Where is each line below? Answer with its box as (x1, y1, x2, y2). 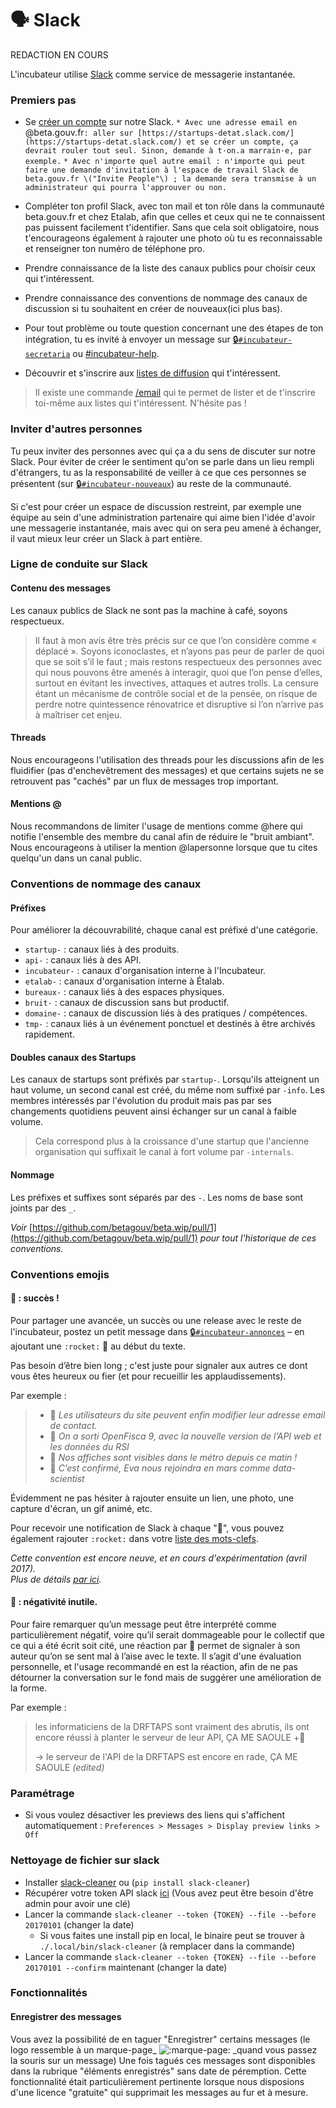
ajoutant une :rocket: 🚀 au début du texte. (10, 1340, 187, 1352)
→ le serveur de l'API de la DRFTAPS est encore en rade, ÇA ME (34, 1750, 298, 1762)
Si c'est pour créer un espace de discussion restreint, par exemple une (10, 500, 302, 512)
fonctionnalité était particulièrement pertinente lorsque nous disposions (10, 2075, 305, 2087)
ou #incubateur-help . (72, 348, 160, 360)
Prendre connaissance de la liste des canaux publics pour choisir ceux (24, 262, 316, 274)
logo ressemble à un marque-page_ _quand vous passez (10, 2043, 318, 2056)
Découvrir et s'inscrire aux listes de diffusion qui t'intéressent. (24, 367, 282, 379)
